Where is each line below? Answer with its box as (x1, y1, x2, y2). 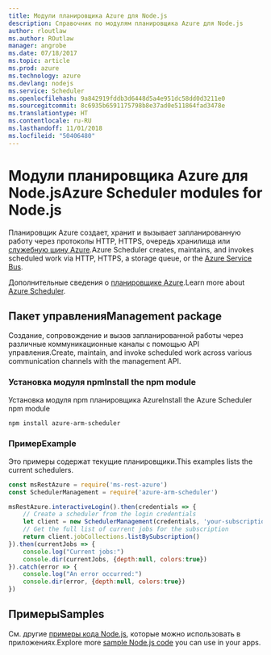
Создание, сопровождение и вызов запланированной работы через (8, 331, 244, 340)
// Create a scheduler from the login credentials (23, 510, 197, 519)
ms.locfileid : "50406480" (8, 131, 95, 140)
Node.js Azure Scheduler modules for (8, 183, 263, 202)
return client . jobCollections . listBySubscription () (23, 533, 200, 541)
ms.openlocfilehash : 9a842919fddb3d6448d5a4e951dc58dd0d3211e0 (8, 94, 226, 102)
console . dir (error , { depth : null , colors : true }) (23, 578, 186, 586)
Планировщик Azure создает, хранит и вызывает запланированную (8, 227, 241, 237)
